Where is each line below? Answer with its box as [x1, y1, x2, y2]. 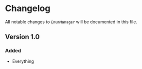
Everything [12, 58, 34, 64]
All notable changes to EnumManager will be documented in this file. [5, 19, 138, 25]
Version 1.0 [5, 33, 40, 41]
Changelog [5, 3, 51, 14]
